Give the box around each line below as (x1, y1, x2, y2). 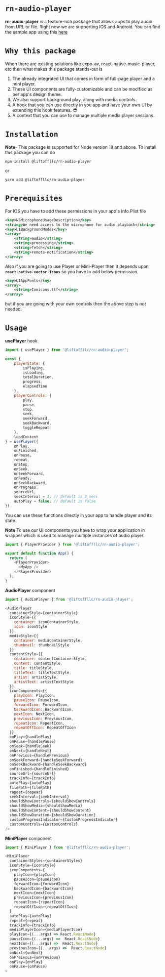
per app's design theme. (12, 91, 62, 97)
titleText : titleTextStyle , (14, 670, 71, 675)
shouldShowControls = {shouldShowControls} (9, 799, 96, 804)
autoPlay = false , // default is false (14, 499, 96, 504)
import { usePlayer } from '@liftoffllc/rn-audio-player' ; (5, 347, 129, 352)
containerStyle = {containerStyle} (9, 610, 78, 615)
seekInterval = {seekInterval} (9, 794, 69, 799)
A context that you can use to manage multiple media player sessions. (12, 112, 155, 118)
